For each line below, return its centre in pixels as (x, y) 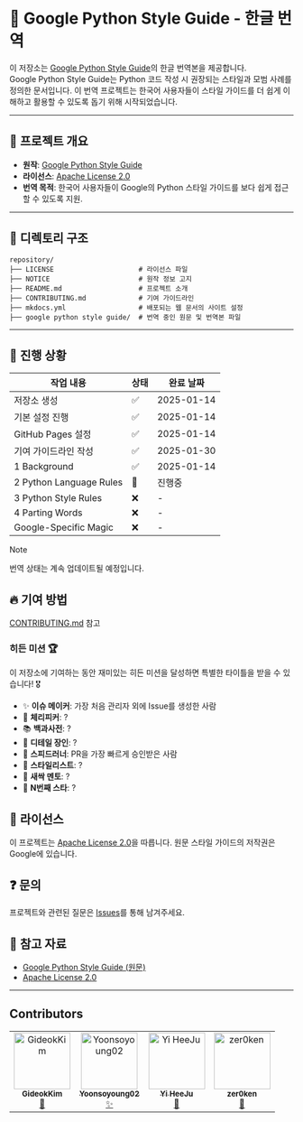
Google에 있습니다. (43, 854)
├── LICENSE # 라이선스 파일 (99, 269)
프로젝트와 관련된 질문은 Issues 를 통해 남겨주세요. (97, 913)
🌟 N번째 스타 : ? (49, 788)
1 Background (44, 467)
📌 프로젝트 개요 (49, 141)
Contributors (46, 1014)
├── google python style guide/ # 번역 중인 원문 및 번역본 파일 (125, 317)
